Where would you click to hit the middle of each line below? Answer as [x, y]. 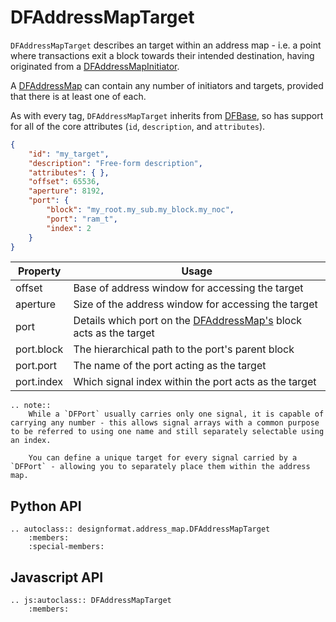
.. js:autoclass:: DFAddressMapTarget [91, 601]
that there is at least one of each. [78, 96]
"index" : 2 [69, 228]
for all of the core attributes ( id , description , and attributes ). [138, 126]
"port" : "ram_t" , [82, 219]
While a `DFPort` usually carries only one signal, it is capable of [176, 414]
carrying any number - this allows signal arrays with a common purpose [165, 423]
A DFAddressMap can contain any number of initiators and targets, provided [167, 85]
